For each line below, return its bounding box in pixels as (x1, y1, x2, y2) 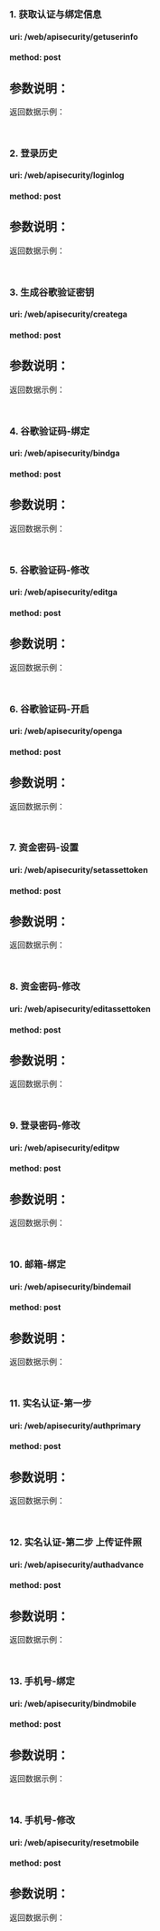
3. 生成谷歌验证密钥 (9, 286, 95, 299)
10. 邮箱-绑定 (9, 1259, 66, 1271)
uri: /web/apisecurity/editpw (9, 1142, 120, 1153)
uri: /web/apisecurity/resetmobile (9, 1837, 140, 1848)
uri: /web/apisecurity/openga (9, 726, 123, 737)
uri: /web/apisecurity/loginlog (9, 170, 125, 181)
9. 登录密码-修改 (9, 1119, 80, 1132)
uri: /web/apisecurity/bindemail (9, 1281, 131, 1292)
